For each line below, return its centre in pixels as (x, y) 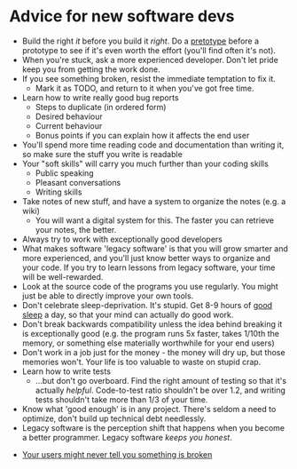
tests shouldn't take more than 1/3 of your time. (121, 399)
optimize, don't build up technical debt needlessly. (114, 418)
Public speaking (65, 173)
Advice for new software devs (122, 16)
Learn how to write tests (66, 371)
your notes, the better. (76, 229)
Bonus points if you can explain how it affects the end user (142, 135)
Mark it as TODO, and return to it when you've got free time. (145, 88)
